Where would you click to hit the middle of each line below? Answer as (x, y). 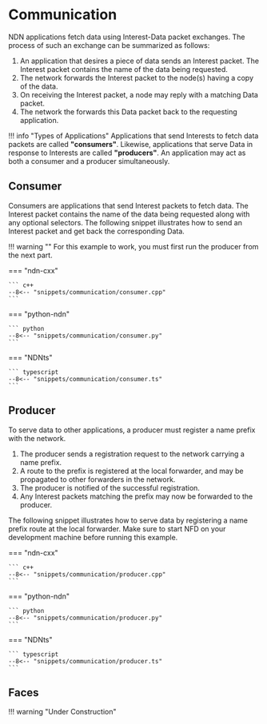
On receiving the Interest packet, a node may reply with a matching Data (139, 94)
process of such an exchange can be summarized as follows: (109, 45)
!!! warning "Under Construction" (63, 712)
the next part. (31, 255)
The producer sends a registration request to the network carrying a (132, 454)
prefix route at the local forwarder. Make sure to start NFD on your (117, 528)
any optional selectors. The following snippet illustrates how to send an (125, 222)
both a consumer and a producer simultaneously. (89, 161)
